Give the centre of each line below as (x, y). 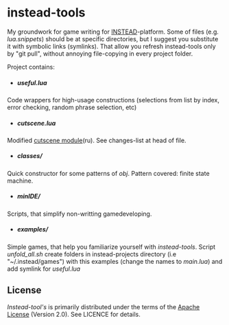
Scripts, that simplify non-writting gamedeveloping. (80, 214)
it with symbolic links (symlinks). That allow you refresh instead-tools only (111, 46)
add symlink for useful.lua (44, 269)
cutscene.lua (36, 123)
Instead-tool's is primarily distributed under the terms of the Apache (104, 306)
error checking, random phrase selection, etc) (72, 107)
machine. (20, 181)
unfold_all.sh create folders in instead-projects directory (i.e (92, 254)
